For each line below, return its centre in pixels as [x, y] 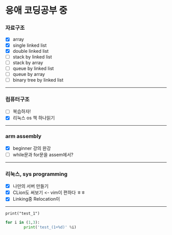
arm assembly [24, 136]
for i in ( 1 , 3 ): [23, 223]
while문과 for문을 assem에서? [43, 154]
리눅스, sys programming [36, 174]
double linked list [30, 51]
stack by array [28, 63]
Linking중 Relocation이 [36, 199]
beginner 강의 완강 [32, 148]
